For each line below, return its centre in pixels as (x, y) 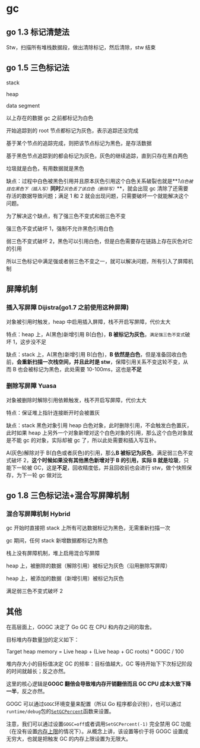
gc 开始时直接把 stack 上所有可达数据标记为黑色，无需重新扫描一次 (88, 528)
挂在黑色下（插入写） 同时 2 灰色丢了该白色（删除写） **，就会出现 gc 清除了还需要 (97, 188)
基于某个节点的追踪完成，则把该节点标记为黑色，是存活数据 (79, 143)
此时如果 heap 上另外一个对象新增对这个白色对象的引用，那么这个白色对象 (97, 433)
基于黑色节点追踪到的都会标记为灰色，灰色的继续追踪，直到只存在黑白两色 (97, 156)
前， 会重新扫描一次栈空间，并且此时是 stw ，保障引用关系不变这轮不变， (95, 362)
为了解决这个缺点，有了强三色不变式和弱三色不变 (66, 216)
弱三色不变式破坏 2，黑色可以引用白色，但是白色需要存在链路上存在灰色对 (97, 241)
